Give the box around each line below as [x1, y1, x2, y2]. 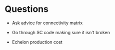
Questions [4, 3, 48, 15]
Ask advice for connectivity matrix [11, 20, 83, 26]
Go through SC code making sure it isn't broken [11, 29, 110, 35]
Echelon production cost [11, 39, 63, 45]
